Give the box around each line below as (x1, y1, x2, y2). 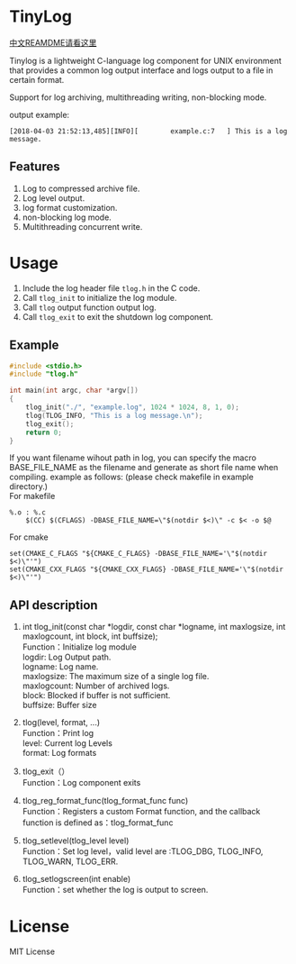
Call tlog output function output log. (22, 302, 157, 313)
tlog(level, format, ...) (22, 717, 101, 728)
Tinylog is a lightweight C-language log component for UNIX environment (9, 55, 282, 66)
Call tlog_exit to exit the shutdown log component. (22, 311, 214, 322)
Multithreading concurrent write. (22, 221, 143, 232)
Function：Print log (22, 728, 94, 739)
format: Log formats (22, 748, 97, 759)
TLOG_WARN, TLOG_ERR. (22, 856, 119, 867)
